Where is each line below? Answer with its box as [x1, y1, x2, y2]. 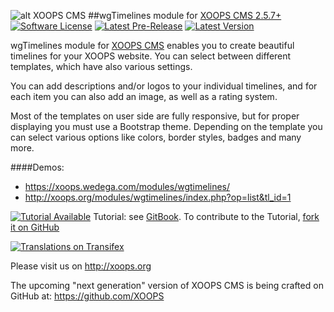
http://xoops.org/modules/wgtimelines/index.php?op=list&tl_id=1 [24, 191, 292, 203]
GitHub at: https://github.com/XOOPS [10, 290, 165, 302]
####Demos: [10, 161, 65, 173]
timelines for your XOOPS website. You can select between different [10, 50, 292, 62]
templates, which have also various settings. [10, 61, 193, 72]
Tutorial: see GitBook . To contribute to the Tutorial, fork [93, 211, 320, 222]
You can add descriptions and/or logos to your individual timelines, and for [10, 80, 318, 92]
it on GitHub [10, 221, 60, 233]
